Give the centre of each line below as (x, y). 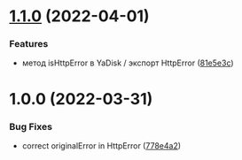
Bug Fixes (31, 126)
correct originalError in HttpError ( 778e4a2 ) (101, 145)
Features (29, 44)
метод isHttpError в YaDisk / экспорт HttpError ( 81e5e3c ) (128, 63)
